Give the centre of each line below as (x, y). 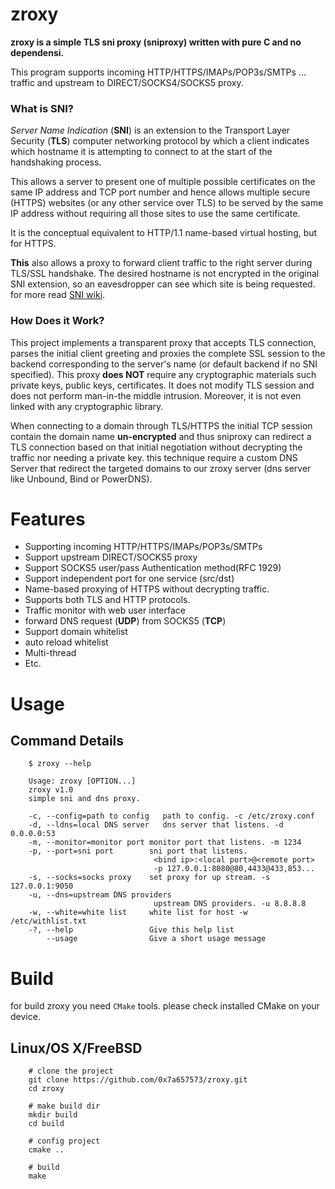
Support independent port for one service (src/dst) (129, 579)
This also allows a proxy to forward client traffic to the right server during (161, 263)
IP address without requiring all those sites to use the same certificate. (155, 214)
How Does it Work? (57, 321)
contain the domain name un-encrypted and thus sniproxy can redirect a (161, 436)
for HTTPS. (33, 244)
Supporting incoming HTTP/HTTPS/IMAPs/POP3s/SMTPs (143, 547)
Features (48, 519)
